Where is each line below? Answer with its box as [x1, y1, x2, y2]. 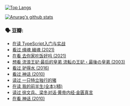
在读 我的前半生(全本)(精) [12, 84, 63, 89]
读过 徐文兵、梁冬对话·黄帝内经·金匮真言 [12, 89, 93, 95]
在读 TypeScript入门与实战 [12, 41, 66, 46]
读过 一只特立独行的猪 [12, 77, 57, 83]
